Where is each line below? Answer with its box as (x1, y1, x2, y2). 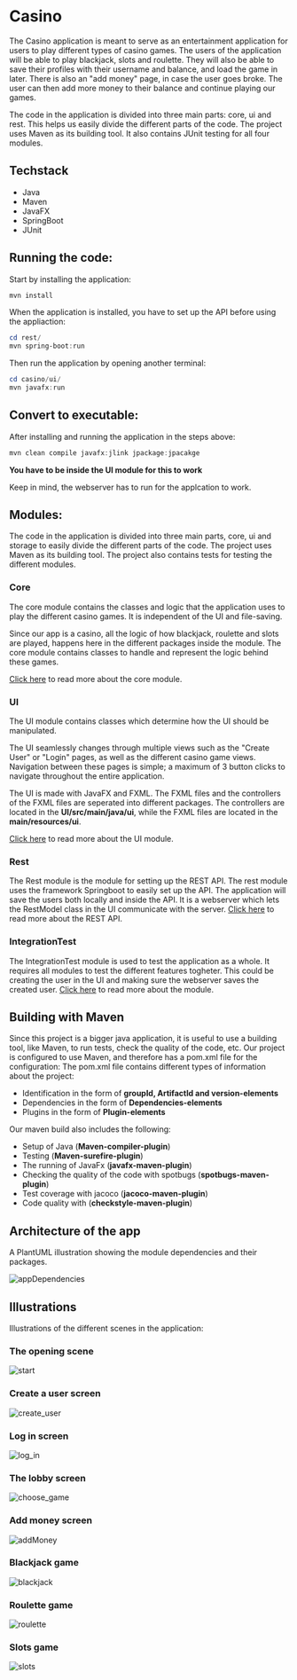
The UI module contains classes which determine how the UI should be (9, 716, 270, 726)
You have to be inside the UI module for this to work (9, 464, 203, 475)
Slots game (9, 1641, 59, 1653)
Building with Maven (9, 1009, 125, 1025)
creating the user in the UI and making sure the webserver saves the (9, 974, 260, 985)
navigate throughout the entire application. (9, 771, 165, 781)
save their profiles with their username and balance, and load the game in (9, 64, 278, 75)
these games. (9, 656, 59, 667)
